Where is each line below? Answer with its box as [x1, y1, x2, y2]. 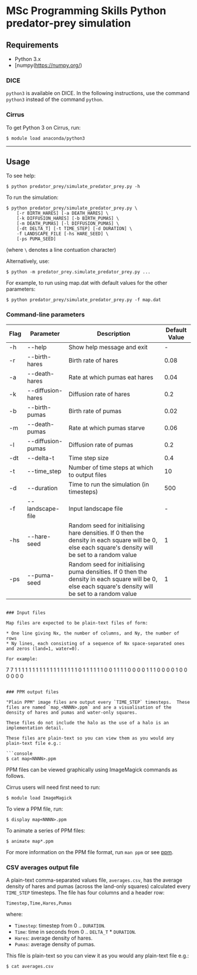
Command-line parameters [6, 311, 85, 319]
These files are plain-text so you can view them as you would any [6, 735, 175, 741]
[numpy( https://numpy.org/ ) [14, 62, 83, 69]
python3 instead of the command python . [6, 96, 104, 103]
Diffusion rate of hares [68, 390, 130, 398]
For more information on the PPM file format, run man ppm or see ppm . [6, 848, 174, 855]
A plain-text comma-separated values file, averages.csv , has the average [6, 876, 183, 883]
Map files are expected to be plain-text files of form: [6, 620, 148, 626]
